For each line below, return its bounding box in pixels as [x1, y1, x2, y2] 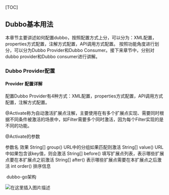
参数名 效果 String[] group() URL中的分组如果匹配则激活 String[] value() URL [5, 144, 163, 150]
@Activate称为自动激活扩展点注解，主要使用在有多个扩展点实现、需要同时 [5, 110, 160, 116]
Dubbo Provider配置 [5, 67, 55, 74]
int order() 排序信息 [11, 163, 51, 169]
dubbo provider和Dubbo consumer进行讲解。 [5, 53, 100, 60]
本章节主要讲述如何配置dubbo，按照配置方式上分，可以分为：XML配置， [5, 34, 157, 40]
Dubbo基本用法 [5, 20, 54, 29]
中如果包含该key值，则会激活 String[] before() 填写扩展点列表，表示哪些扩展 [5, 150, 164, 156]
